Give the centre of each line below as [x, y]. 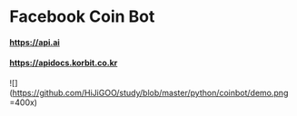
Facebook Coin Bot [82, 17]
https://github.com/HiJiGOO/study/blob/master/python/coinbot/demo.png [150, 92]
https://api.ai [35, 42]
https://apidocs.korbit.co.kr [64, 63]
